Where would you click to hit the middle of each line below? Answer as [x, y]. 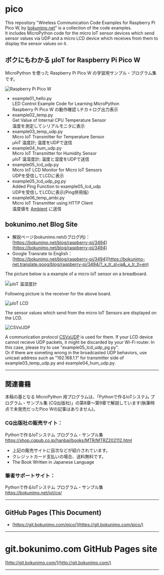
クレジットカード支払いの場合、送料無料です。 [59, 456]
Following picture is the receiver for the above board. [58, 293]
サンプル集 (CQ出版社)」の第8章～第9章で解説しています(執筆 [88, 403]
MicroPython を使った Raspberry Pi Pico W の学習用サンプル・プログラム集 [81, 73]
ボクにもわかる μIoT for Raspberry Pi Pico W [73, 60]
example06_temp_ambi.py [38, 198]
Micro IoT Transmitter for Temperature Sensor [58, 136]
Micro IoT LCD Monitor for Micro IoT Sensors [57, 170]
